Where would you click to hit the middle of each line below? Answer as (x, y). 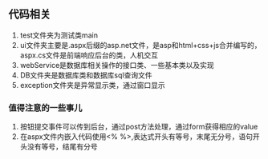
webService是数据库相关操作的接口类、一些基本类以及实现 (117, 65)
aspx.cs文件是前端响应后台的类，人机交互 (89, 55)
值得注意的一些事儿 (45, 108)
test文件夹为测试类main (59, 35)
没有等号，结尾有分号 (62, 147)
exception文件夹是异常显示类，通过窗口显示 (93, 85)
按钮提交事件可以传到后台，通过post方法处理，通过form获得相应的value (139, 127)
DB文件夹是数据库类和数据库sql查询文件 (86, 75)
